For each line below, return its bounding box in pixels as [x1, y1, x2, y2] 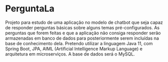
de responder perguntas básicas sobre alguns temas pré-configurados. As [5, 24, 159, 30]
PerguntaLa [5, 3, 55, 14]
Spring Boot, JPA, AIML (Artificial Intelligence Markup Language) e [5, 46, 143, 52]
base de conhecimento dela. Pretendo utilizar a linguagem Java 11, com [5, 40, 153, 46]
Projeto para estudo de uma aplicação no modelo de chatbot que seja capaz [5, 19, 163, 25]
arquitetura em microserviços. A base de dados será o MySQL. [5, 51, 135, 57]
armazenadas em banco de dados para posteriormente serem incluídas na [5, 35, 159, 41]
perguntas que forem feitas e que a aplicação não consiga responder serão [5, 30, 161, 36]
